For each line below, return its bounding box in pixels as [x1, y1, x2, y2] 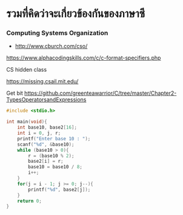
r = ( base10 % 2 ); [28, 152, 75, 159]
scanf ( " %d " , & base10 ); [17, 141, 75, 148]
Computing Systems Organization [6, 29, 108, 37]
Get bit [6, 89, 23, 97]
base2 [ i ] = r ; [28, 159, 64, 165]
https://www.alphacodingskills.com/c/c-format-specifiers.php [6, 54, 161, 61]
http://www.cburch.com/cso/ [15, 43, 88, 50]
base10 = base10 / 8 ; [28, 164, 83, 170]
